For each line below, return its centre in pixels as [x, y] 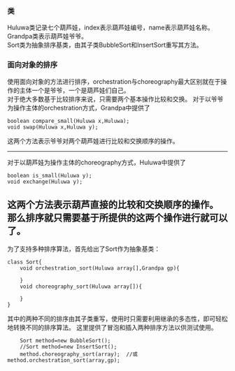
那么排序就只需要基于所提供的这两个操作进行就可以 [117, 218]
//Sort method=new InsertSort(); [69, 347]
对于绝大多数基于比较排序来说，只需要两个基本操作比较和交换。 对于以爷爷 [115, 99]
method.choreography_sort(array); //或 [79, 354]
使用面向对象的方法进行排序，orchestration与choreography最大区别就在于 [114, 81]
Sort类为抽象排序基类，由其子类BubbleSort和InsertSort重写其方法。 [105, 45]
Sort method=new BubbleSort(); [65, 341]
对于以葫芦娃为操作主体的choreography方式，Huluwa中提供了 [97, 162]
